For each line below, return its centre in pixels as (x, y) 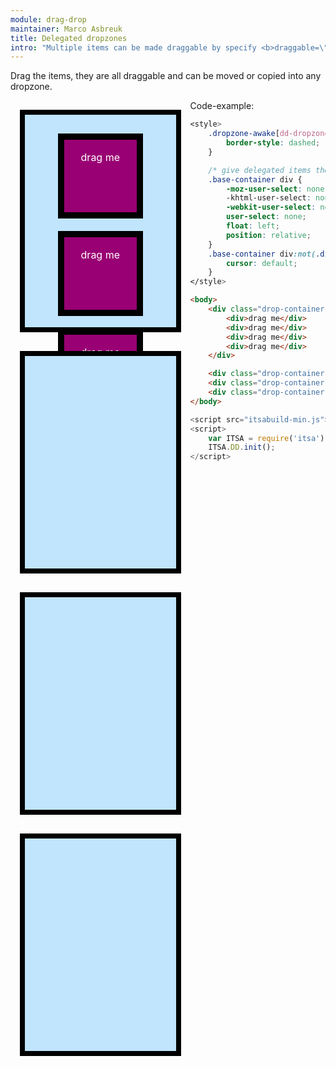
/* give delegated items (260, 170)
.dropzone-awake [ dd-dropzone (269, 134)
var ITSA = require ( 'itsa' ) (266, 438)
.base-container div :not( (262, 254)
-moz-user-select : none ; (277, 189)
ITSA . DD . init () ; (242, 447)
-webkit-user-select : (271, 207)
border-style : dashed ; (273, 143)
